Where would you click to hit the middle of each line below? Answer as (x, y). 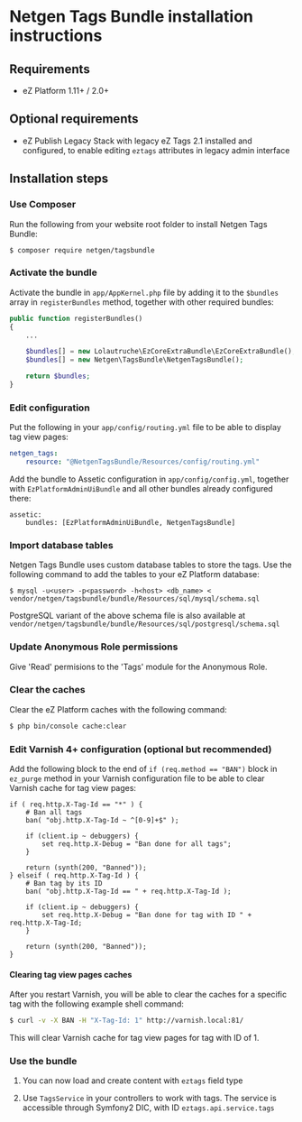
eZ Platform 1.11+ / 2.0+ (66, 91)
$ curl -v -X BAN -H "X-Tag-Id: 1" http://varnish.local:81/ (127, 1021)
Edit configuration (50, 408)
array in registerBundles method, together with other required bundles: (142, 302)
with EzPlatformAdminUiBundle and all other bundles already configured (141, 488)
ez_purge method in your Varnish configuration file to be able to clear (137, 778)
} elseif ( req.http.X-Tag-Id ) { (74, 876)
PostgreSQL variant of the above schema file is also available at (128, 616)
